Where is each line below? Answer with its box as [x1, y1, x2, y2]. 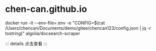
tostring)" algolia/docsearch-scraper [5, 30, 80, 36]
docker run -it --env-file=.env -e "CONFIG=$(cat [5, 20, 105, 26]
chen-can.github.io [5, 3, 87, 15]
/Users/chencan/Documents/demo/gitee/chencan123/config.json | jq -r [5, 25, 152, 31]
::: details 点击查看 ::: [5, 41, 48, 47]
